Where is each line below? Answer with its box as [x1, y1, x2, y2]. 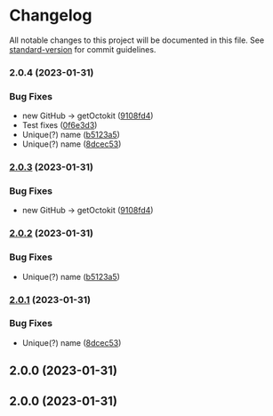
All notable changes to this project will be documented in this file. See [9, 35, 265, 45]
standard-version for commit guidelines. [9, 44, 157, 54]
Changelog [9, 5, 92, 26]
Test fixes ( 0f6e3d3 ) [21, 120, 98, 131]
